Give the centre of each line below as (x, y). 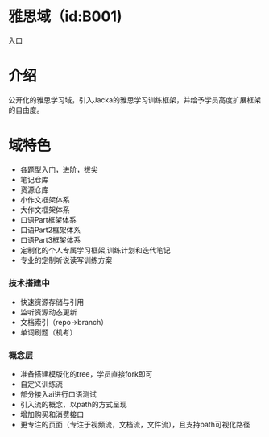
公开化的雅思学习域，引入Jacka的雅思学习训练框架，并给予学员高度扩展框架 (135, 100)
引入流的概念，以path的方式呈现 (73, 405)
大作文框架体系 (45, 210)
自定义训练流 (41, 385)
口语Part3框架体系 (50, 239)
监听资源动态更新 (48, 312)
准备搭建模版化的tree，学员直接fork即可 (86, 374)
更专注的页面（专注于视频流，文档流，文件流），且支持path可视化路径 (135, 425)
